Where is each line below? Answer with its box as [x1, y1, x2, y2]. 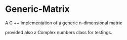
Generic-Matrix [5, 3, 70, 15]
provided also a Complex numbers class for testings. [5, 29, 113, 35]
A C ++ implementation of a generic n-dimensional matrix [5, 20, 123, 26]
